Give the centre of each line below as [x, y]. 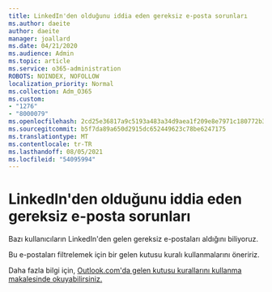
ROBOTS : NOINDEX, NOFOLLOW [54, 76]
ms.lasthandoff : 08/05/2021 [56, 152]
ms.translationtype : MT [49, 136]
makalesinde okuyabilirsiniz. [55, 279]
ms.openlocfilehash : [43, 122]
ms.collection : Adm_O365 [50, 91]
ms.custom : [27, 99]
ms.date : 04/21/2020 [43, 46]
